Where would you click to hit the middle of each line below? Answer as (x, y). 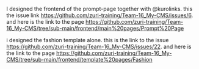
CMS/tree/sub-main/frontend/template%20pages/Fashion (79, 60)
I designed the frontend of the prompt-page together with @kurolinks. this (99, 9)
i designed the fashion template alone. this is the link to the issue (88, 40)
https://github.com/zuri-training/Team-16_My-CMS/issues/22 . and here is (99, 46)
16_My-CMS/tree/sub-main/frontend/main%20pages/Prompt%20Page (95, 28)
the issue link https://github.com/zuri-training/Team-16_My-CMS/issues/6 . (100, 15)
